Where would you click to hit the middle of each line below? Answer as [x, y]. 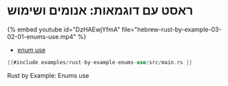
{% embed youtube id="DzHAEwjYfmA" [64, 29]
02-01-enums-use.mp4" [42, 36]
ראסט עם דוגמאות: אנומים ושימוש [100, 11]
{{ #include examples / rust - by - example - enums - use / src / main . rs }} [100, 62]
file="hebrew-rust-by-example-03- [172, 29]
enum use [31, 50]
